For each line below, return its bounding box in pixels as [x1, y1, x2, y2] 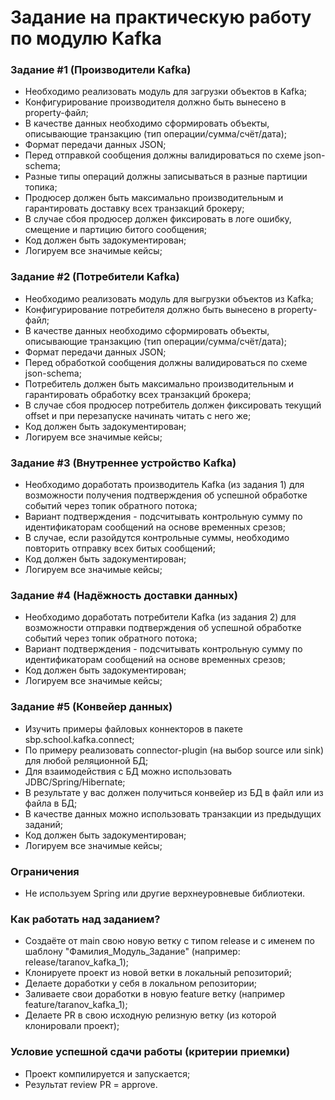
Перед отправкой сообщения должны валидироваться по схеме [24, 149, 302, 161]
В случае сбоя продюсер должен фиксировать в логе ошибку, [24, 213, 292, 225]
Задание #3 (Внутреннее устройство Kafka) [10, 456, 237, 470]
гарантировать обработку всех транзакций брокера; [24, 388, 252, 400]
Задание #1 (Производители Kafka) [10, 63, 192, 77]
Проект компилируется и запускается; [24, 1067, 191, 1080]
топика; [24, 181, 58, 193]
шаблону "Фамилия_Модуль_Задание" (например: [24, 946, 241, 958]
